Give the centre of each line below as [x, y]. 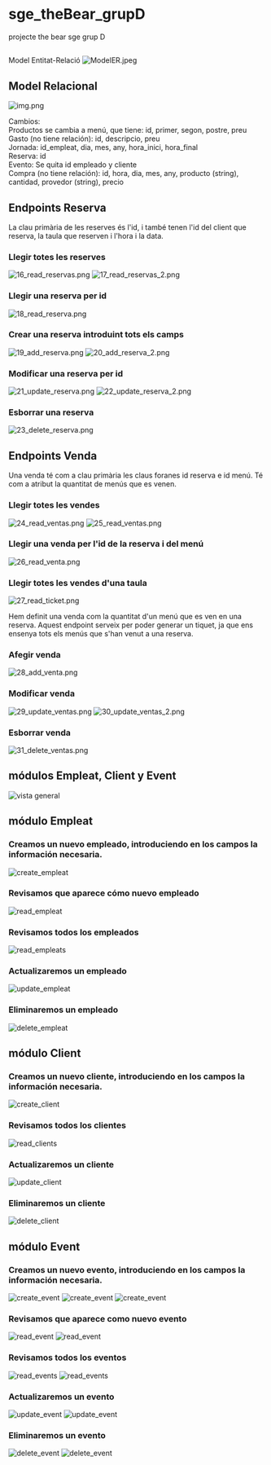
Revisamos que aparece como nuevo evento [98, 1318]
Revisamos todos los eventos [68, 1357]
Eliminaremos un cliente [57, 1203]
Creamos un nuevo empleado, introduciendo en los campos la [133, 844]
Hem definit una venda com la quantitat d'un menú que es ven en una [125, 617]
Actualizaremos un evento [61, 1397]
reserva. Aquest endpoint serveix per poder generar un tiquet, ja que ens [131, 625]
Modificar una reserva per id [66, 373]
